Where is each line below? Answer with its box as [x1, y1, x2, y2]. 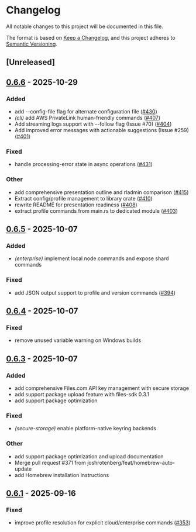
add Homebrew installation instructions [14, 471, 109, 478]
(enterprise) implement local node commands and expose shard [14, 255, 169, 262]
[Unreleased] [6, 57, 56, 67]
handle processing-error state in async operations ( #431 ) [14, 161, 153, 168]
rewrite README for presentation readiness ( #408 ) [14, 201, 137, 208]
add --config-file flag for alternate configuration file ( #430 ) [14, 108, 157, 115]
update [14, 465, 32, 472]
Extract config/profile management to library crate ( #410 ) [14, 195, 153, 202]
